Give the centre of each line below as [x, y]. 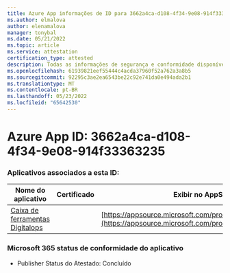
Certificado [75, 195]
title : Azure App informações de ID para [67, 13]
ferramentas [30, 219]
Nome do [30, 191]
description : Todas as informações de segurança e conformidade [101, 64]
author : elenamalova [37, 26]
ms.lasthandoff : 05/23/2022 [47, 97]
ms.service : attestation [42, 52]
